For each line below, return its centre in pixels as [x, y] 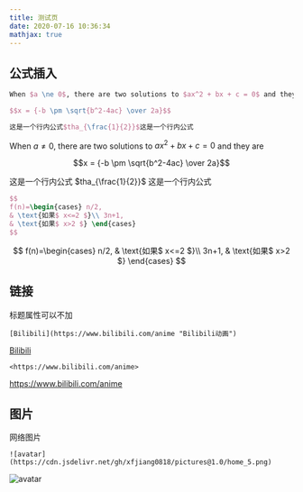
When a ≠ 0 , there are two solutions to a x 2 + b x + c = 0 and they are [137, 145]
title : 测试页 [34, 18]
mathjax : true [36, 34]
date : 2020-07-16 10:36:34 [60, 26]
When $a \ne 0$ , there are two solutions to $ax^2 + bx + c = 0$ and [143, 95]
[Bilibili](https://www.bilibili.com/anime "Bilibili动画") [123, 333]
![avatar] [28, 455]
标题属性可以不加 [41, 314]
